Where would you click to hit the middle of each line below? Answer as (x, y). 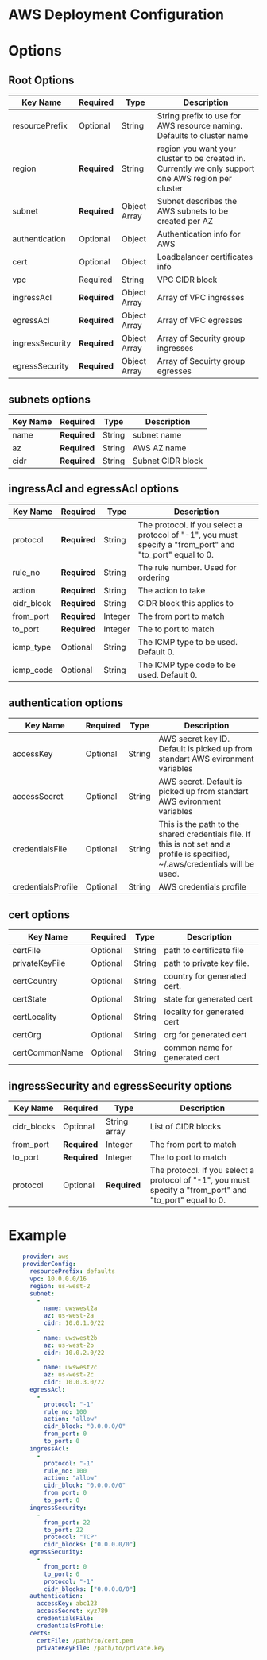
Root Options (41, 80)
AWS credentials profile (202, 886)
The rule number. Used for (187, 567)
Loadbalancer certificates (205, 257)
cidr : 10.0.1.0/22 (74, 1323)
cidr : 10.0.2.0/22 (74, 1353)
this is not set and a (195, 844)
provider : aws (46, 1257)
